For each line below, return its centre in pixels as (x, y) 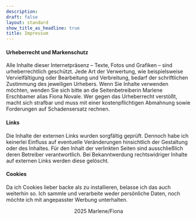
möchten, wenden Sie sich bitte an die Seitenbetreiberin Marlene (85, 90)
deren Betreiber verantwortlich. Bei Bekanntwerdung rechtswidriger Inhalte (97, 154)
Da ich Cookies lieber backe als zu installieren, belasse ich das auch (89, 187)
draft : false (22, 17)
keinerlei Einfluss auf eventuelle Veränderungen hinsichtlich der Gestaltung (97, 142)
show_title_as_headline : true (43, 28)
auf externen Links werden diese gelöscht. (58, 161)
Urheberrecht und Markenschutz (47, 52)
